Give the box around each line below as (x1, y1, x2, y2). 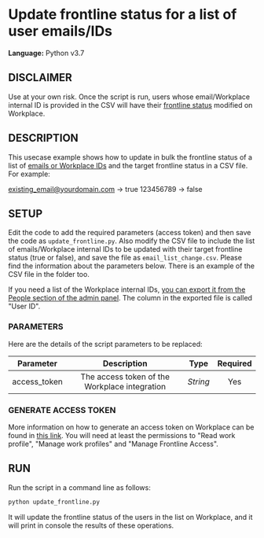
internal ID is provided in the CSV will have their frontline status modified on (8, 100, 253, 109)
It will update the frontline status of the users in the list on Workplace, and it (8, 512, 253, 521)
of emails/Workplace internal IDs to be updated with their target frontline (8, 245, 243, 254)
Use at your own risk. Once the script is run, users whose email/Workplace (8, 92, 251, 101)
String (187, 376, 211, 387)
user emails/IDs (8, 22, 112, 40)
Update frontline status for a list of (8, 6, 237, 24)
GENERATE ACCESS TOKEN (8, 404, 116, 415)
